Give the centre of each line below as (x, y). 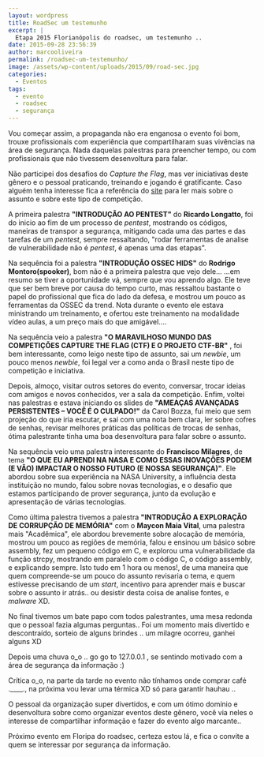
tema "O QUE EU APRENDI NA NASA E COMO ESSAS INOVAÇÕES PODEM (130, 460)
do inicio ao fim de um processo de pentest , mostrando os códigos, (118, 223)
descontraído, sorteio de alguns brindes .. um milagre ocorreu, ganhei (121, 633)
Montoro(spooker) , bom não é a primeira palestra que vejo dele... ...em (124, 272)
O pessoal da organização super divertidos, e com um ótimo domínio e (123, 704)
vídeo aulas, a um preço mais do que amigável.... (87, 322)
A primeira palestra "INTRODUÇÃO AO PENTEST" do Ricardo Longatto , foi (131, 214)
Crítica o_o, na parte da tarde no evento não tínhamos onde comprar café (127, 680)
